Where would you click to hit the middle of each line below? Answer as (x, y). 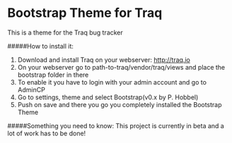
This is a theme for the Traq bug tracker (65, 32)
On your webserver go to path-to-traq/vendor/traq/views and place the (121, 67)
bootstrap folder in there (53, 75)
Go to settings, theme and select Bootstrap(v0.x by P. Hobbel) (108, 97)
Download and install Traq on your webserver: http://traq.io (104, 60)
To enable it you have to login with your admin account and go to (112, 82)
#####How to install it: (41, 46)
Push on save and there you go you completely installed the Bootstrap (120, 104)
